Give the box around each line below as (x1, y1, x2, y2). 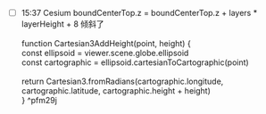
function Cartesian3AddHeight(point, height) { (21, 38, 191, 49)
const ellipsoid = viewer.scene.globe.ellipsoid (21, 48, 189, 59)
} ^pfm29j (21, 95, 57, 106)
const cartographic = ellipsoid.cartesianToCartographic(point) (21, 57, 249, 68)
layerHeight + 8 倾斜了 (21, 19, 104, 29)
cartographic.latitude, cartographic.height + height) (21, 85, 212, 96)
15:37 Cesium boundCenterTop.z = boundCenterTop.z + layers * (21, 8, 258, 18)
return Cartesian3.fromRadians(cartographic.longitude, (21, 76, 224, 87)
